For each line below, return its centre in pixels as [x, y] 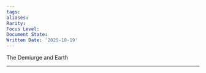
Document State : [27, 35]
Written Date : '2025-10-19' [42, 40]
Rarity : [16, 23]
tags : [13, 12]
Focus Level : [23, 29]
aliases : [17, 18]
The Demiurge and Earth [37, 57]
